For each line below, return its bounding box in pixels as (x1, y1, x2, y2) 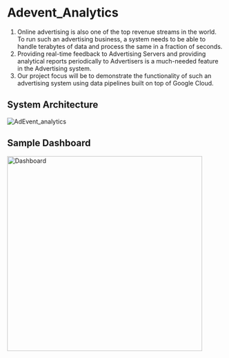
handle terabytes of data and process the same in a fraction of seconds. (17, 42, 223, 50)
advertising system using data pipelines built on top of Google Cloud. (17, 79, 214, 87)
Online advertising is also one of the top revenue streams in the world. (17, 28, 217, 36)
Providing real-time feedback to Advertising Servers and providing (17, 50, 206, 58)
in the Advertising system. (17, 64, 92, 72)
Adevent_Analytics (7, 5, 119, 21)
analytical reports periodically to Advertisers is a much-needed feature (17, 57, 219, 65)
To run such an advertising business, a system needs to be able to (17, 34, 206, 43)
